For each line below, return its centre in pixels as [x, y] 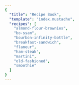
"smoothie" [25, 65]
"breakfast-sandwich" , [37, 42]
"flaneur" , [25, 47]
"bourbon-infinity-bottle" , [43, 38]
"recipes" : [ [23, 24]
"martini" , [25, 56]
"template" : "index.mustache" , [42, 19]
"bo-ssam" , [25, 33]
